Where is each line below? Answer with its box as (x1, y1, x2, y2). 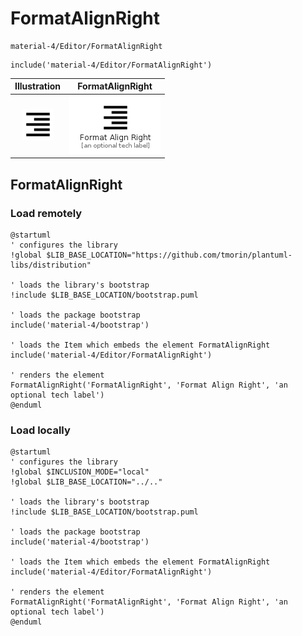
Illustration (14, 80, 62, 92)
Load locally (10, 423, 71, 437)
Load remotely (10, 206, 83, 220)
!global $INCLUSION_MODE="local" (10, 467, 150, 477)
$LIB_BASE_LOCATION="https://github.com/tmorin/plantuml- (46, 250, 293, 260)
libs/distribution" (10, 260, 92, 270)
